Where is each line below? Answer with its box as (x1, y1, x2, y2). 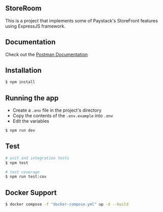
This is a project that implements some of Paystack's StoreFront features (5, 17, 158, 23)
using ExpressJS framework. (5, 23, 66, 29)
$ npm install (5, 79, 36, 85)
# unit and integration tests (5, 155, 70, 161)
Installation (5, 66, 42, 75)
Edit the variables (12, 118, 49, 124)
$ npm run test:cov (5, 174, 47, 179)
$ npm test (5, 160, 29, 165)
